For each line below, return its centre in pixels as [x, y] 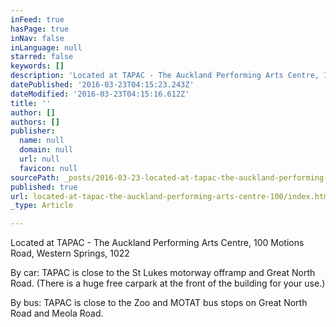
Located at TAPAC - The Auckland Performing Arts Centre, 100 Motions [157, 243]
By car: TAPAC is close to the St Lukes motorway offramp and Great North [163, 273]
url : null [39, 159]
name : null [42, 141]
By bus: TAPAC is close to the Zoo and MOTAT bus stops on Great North [159, 303]
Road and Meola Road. [57, 313]
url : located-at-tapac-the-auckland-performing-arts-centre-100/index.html [171, 196]
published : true [44, 187]
